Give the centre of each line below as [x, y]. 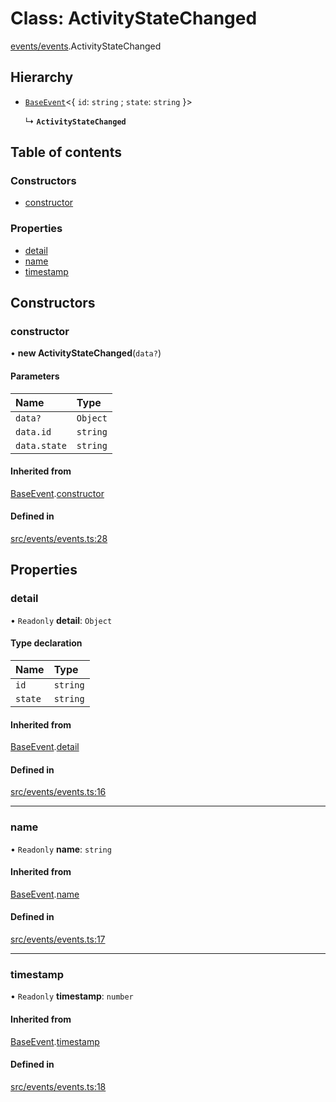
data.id [33, 431]
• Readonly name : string [61, 849]
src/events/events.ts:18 [58, 1086]
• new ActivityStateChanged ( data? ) [86, 353]
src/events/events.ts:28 [59, 539]
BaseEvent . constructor [57, 493]
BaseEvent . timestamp [55, 1041]
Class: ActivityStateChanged [134, 18]
